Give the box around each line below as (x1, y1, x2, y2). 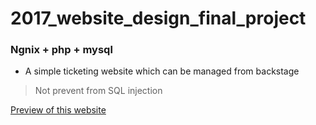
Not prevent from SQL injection (34, 85, 163, 97)
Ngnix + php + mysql (10, 43, 113, 57)
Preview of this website (10, 104, 107, 116)
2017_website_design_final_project (10, 7, 307, 30)
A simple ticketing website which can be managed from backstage (24, 65, 300, 77)
